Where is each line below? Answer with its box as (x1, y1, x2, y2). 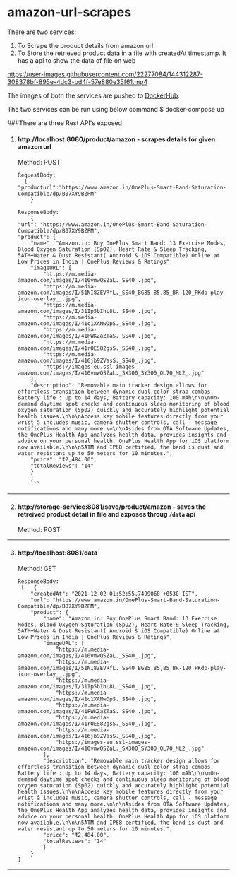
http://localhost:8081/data (17, 548, 98, 557)
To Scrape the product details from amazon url (17, 41, 154, 49)
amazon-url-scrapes (7, 4, 132, 20)
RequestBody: (17, 172, 56, 179)
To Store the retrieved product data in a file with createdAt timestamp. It (17, 49, 227, 57)
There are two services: (7, 28, 76, 36)
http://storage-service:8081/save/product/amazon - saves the (17, 502, 207, 511)
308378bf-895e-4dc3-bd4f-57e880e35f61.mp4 (7, 77, 148, 86)
